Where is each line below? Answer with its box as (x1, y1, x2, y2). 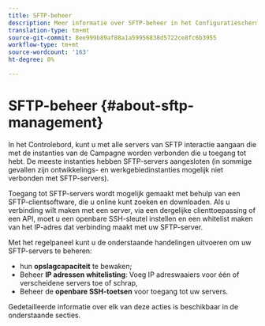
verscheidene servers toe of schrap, (19, 278, 138, 287)
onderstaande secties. (8, 310, 81, 320)
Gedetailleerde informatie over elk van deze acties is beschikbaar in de (8, 301, 239, 311)
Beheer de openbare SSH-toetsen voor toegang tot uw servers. (19, 286, 229, 296)
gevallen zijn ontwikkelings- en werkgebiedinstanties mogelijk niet (8, 165, 223, 174)
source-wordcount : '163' (8, 48, 90, 56)
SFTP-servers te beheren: (8, 246, 92, 256)
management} (8, 114, 104, 131)
